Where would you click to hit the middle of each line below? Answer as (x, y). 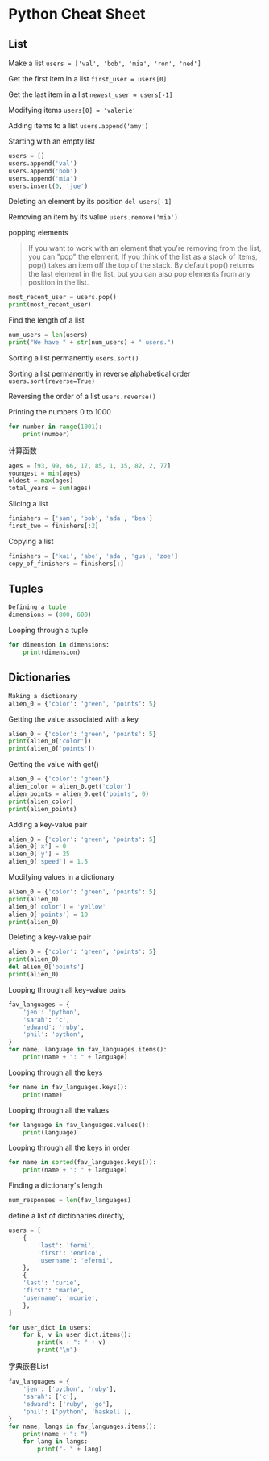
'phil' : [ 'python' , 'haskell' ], (77, 1412)
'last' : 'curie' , (52, 1283)
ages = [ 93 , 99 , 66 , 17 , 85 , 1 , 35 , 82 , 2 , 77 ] (90, 466)
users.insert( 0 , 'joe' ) (48, 186)
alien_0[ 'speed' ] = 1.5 (48, 862)
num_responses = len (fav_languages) (70, 1201)
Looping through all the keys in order (69, 1148)
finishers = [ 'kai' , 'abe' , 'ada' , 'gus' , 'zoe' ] (93, 556)
